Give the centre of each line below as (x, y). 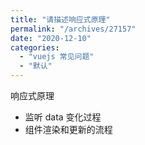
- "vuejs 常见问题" (57, 57)
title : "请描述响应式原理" (60, 19)
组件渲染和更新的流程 (68, 129)
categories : (35, 47)
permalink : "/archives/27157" (73, 29)
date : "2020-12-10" (51, 38)
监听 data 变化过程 (63, 117)
